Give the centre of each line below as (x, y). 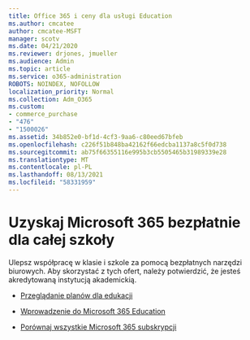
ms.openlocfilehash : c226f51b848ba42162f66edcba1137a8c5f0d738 (118, 144)
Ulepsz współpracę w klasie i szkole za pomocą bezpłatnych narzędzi (125, 262)
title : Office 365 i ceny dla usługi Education (91, 16)
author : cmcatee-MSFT (45, 31)
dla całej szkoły (62, 240)
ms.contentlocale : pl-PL (50, 168)
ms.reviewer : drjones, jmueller (63, 54)
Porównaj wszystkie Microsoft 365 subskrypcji (98, 327)
